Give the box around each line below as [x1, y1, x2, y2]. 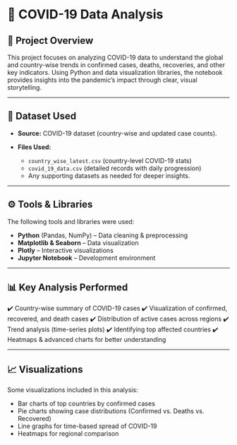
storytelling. [7, 83, 42, 91]
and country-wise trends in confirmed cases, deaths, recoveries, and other [7, 61, 226, 69]
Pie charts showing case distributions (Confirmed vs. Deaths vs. [17, 407, 205, 415]
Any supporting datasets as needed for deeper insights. [28, 171, 190, 179]
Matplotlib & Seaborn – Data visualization [17, 238, 139, 247]
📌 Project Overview [7, 35, 94, 47]
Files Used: [17, 143, 51, 151]
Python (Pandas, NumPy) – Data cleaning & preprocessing [17, 231, 188, 239]
